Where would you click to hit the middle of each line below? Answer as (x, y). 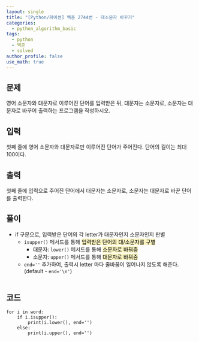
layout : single (25, 12)
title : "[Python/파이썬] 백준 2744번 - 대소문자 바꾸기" (70, 17)
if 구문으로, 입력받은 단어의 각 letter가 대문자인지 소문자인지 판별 (90, 234)
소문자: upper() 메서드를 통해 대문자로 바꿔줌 (85, 257)
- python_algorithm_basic (44, 28)
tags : (13, 34)
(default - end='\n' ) (48, 271)
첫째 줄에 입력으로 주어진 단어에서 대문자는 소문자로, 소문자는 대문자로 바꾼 (94, 190)
